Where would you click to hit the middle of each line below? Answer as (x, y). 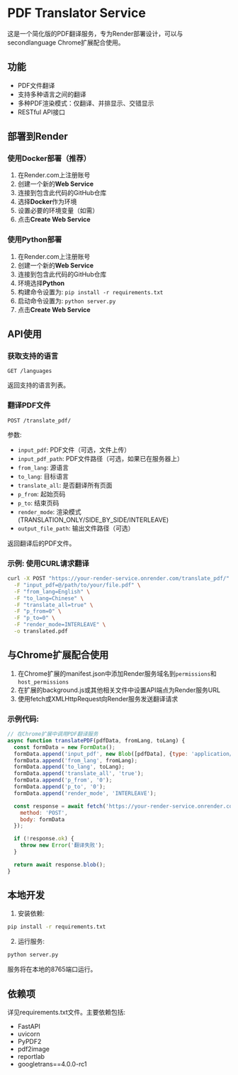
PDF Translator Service (77, 13)
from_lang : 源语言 (43, 467)
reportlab (31, 1057)
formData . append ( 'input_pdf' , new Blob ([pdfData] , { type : (101, 754)
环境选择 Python (41, 283)
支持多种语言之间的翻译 (52, 94)
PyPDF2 (29, 1041)
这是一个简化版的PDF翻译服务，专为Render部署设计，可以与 (95, 33)
